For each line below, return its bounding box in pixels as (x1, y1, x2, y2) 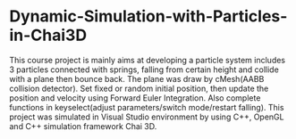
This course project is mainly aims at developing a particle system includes (9, 54, 286, 65)
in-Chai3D (9, 25, 88, 45)
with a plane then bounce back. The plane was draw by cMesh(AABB (9, 73, 265, 84)
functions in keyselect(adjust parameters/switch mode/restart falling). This (9, 102, 284, 112)
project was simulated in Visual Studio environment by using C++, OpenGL (9, 111, 284, 122)
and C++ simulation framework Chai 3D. (9, 120, 157, 131)
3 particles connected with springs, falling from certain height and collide (9, 64, 279, 75)
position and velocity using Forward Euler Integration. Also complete (9, 92, 261, 103)
